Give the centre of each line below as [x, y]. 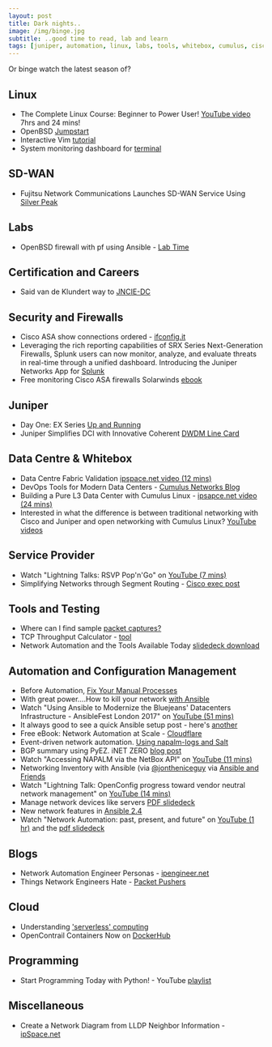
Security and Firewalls [66, 317]
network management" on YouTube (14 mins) [96, 794]
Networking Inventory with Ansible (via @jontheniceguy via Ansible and [139, 768]
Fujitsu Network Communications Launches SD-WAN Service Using [133, 193]
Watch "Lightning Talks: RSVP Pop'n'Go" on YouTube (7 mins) [123, 575]
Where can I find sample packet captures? [91, 628]
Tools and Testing [54, 609]
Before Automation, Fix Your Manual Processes [99, 691]
